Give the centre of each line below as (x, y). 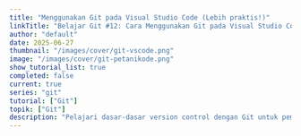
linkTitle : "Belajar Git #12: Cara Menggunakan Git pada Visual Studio (146, 26)
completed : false (42, 76)
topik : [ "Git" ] (38, 109)
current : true (36, 84)
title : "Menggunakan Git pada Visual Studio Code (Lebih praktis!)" (140, 17)
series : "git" (36, 92)
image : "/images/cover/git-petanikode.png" (92, 59)
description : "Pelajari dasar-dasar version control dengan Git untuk (144, 117)
